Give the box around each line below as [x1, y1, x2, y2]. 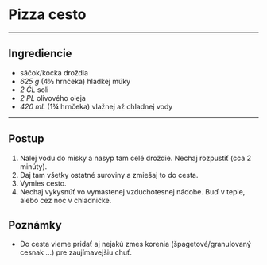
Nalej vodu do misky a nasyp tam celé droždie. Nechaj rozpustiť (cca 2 [19, 153, 252, 163]
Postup [8, 132, 45, 146]
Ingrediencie [8, 47, 72, 60]
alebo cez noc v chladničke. [19, 195, 112, 205]
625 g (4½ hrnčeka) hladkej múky [19, 76, 131, 86]
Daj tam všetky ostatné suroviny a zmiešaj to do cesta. [19, 170, 199, 179]
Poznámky [8, 218, 62, 232]
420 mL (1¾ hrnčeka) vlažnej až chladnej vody [19, 102, 173, 111]
